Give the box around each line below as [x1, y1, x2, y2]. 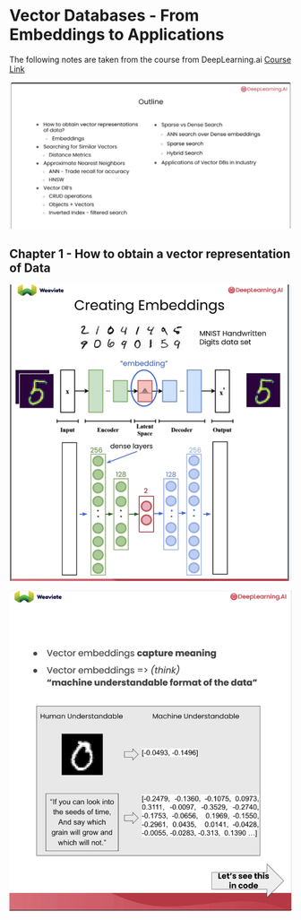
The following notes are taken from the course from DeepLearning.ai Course [9, 54, 292, 65]
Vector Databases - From [9, 5, 200, 26]
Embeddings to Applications [9, 24, 225, 45]
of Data [9, 260, 51, 275]
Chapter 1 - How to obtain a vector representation [9, 246, 291, 261]
